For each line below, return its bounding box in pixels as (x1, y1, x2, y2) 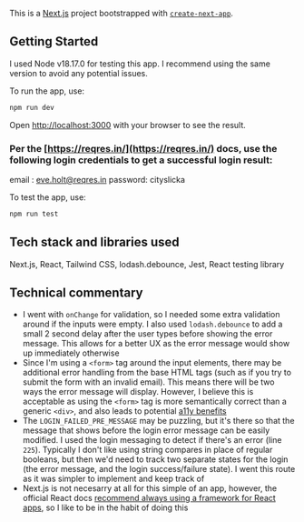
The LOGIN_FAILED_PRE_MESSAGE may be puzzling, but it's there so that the (22, 416, 295, 427)
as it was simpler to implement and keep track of (22, 473, 205, 485)
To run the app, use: (9, 85, 84, 96)
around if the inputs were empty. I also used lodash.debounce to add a (22, 318, 283, 330)
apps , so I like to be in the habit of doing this (22, 502, 189, 513)
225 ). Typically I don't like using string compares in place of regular (22, 445, 273, 456)
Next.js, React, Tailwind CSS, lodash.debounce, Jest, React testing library (9, 258, 285, 269)
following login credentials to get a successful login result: (9, 154, 273, 166)
